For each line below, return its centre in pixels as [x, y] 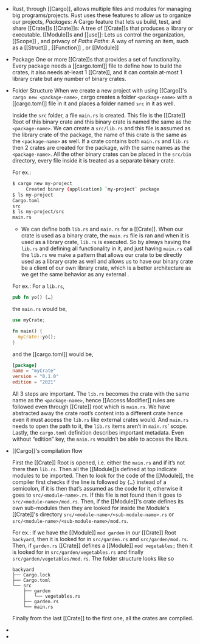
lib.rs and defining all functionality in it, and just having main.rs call [107, 248]
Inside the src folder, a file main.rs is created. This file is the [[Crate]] [98, 115]
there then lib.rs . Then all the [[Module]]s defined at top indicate [95, 469]
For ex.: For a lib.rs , [38, 286]
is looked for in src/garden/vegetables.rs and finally [78, 552]
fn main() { [27, 331]
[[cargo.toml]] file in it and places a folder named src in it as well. [93, 103]
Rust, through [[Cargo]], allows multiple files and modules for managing [102, 9]
